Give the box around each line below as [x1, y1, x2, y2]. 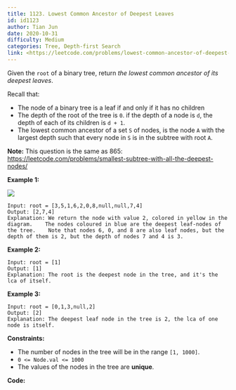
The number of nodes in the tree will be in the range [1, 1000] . [17, 347, 200, 356]
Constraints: [7, 334, 45, 342]
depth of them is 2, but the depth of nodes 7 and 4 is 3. [7, 233, 184, 240]
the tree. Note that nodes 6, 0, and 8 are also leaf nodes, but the [7, 226, 225, 234]
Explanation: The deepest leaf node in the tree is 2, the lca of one [7, 316, 218, 323]
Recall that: [7, 89, 40, 98]
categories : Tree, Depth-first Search [7, 43, 121, 50]
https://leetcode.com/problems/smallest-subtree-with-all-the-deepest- [7, 154, 214, 162]
